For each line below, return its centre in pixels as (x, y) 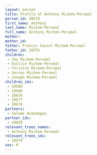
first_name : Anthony (26, 23)
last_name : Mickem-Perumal (32, 28)
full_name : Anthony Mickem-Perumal (41, 32)
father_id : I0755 (23, 50)
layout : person (20, 9)
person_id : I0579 (23, 18)
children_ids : (19, 82)
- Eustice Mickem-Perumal (33, 64)
